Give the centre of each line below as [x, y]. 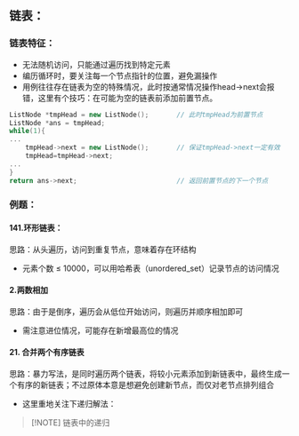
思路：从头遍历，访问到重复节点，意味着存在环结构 [103, 249]
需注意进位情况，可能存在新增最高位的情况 [100, 330]
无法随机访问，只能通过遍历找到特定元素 [96, 64]
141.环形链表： [36, 228]
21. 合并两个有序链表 [47, 353]
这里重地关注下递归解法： [69, 404]
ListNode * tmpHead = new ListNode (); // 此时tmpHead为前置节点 [136, 115]
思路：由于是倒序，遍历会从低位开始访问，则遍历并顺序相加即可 [126, 311]
